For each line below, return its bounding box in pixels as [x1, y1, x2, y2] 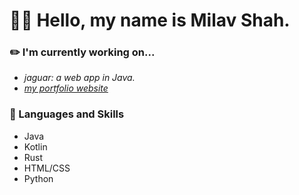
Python [23, 172, 54, 184]
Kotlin [23, 140, 48, 153]
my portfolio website [23, 82, 109, 94]
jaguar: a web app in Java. [23, 72, 136, 84]
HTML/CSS [23, 162, 71, 174]
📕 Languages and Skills [9, 107, 125, 121]
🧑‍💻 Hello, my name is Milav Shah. [9, 9, 291, 32]
